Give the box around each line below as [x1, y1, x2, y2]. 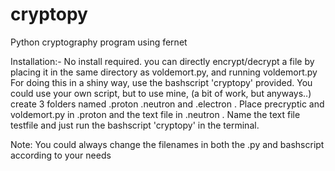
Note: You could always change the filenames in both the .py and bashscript [10, 138, 325, 150]
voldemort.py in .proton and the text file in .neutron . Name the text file [10, 108, 301, 120]
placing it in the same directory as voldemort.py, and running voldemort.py [10, 66, 318, 78]
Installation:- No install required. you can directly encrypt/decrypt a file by [10, 55, 315, 67]
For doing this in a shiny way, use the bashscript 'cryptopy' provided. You [10, 76, 313, 88]
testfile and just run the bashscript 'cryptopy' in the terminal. [10, 119, 260, 131]
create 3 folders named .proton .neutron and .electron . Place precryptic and [10, 98, 325, 110]
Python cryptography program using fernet [10, 36, 188, 48]
